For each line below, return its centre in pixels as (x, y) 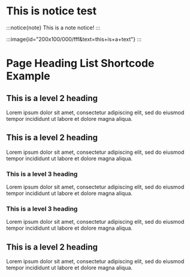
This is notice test (52, 11)
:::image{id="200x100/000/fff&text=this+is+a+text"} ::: (74, 39)
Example (28, 76)
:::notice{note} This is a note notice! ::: (53, 28)
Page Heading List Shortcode (80, 63)
